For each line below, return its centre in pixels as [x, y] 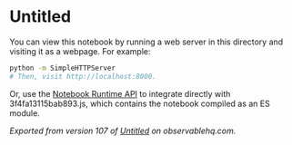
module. [25, 113]
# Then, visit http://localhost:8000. [83, 76]
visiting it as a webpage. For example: [81, 51]
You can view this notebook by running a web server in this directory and [146, 42]
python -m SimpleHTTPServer [63, 68]
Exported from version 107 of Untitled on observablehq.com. [123, 130]
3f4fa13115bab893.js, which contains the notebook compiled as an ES [140, 103]
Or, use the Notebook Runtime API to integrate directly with [120, 93]
